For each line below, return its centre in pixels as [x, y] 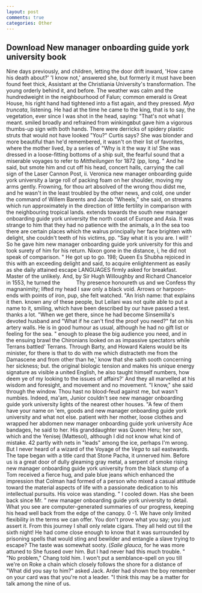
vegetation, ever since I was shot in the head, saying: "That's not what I [95, 116]
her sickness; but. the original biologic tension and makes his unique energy [100, 366]
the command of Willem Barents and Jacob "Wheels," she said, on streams [99, 199]
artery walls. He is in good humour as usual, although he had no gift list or [98, 328]
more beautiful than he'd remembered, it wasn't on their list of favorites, [95, 142]
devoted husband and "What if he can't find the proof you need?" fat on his [100, 321]
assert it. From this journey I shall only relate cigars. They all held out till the [99, 526]
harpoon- [174, 289]
